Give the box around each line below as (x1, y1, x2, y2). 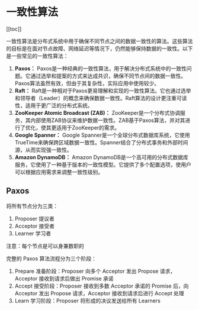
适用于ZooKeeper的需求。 (56, 124, 120, 131)
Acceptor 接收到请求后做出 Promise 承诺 (14, 275, 114, 282)
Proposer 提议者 (14, 215, 54, 222)
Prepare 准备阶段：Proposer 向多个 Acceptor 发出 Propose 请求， (14, 267, 176, 275)
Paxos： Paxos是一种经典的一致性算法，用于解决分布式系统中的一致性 (14, 64, 187, 72)
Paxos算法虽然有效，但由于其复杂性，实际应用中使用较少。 (14, 79, 160, 86)
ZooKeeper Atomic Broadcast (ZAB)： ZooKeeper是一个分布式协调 (14, 109, 181, 116)
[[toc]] (6, 25, 22, 33)
